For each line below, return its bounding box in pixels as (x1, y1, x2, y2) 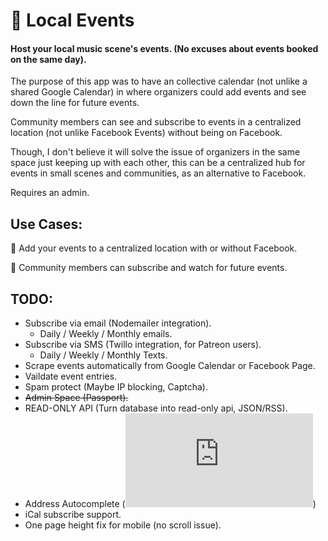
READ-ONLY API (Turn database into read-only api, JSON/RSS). (24, 402, 288, 414)
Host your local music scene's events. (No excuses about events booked (10, 42, 319, 54)
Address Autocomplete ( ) (24, 498, 317, 510)
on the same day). (10, 53, 87, 65)
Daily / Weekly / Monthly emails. (39, 328, 173, 340)
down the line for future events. (10, 97, 140, 109)
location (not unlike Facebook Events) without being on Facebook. (10, 127, 283, 139)
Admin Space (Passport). (24, 392, 129, 404)
